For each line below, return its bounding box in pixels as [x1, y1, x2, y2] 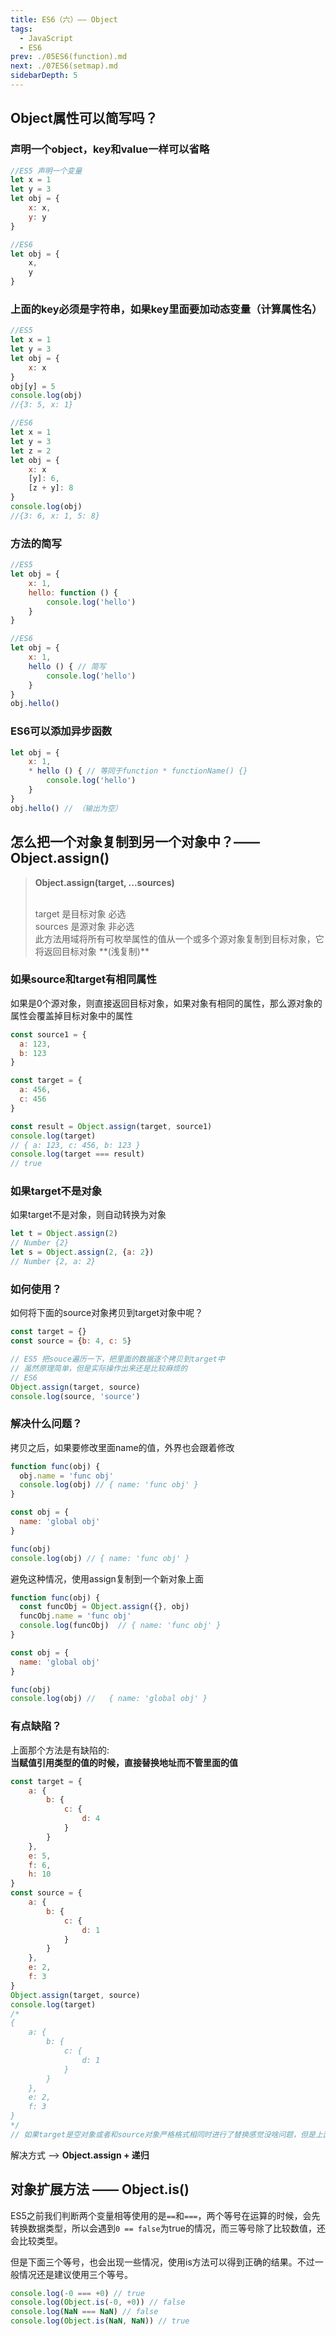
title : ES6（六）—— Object [10, 14, 118, 25]
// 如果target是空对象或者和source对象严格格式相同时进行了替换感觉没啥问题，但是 [10, 2129, 316, 2140]
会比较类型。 [10, 2234, 63, 2246]
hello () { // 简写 [28, 661, 107, 671]
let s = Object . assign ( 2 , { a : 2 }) [10, 1247, 155, 1258]
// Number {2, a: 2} [10, 1257, 97, 1267]
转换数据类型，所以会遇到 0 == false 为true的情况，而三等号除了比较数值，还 [10, 2222, 326, 2234]
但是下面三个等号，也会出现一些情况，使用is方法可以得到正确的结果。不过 [10, 2256, 315, 2268]
